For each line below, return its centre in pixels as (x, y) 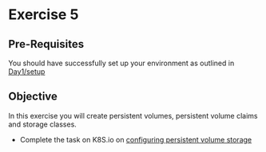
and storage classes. (43, 124)
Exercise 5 (44, 15)
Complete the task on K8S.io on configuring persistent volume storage (136, 139)
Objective (33, 97)
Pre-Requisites (46, 44)
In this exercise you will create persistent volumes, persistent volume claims (133, 115)
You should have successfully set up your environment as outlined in (121, 63)
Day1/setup (27, 72)
